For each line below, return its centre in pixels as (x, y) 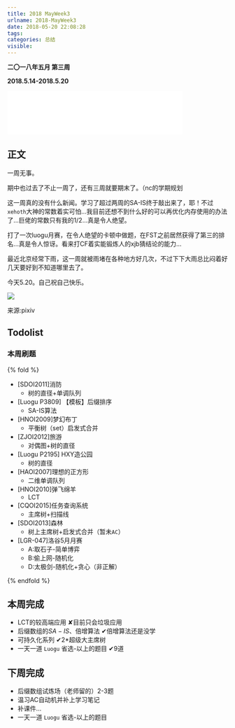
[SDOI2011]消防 (40, 384)
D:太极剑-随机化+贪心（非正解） (74, 566)
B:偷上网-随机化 (51, 558)
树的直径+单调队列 (55, 393)
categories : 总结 (31, 40)
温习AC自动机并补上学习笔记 (58, 700)
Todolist (26, 333)
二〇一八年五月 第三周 (39, 67)
